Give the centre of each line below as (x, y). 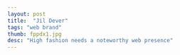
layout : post (27, 14)
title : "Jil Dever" (38, 21)
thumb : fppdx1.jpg (35, 34)
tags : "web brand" (35, 27)
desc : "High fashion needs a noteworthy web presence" (90, 41)
